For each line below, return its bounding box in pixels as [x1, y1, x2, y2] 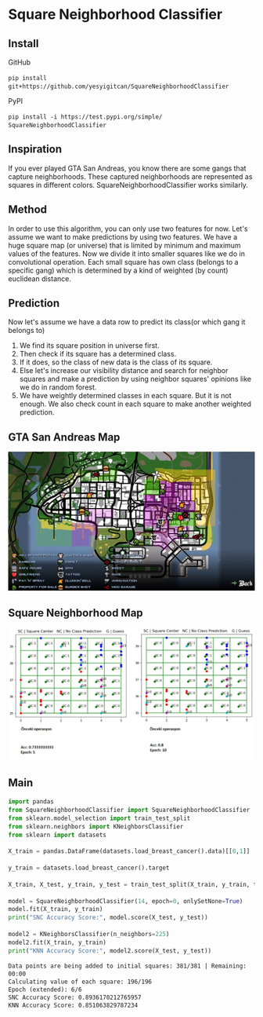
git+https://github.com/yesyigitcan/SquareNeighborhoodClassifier [8, 82, 229, 90]
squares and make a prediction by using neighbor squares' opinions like [19, 375, 252, 384]
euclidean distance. [8, 273, 72, 284]
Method [8, 203, 48, 217]
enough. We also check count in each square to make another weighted [19, 399, 252, 409]
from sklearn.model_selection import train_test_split [8, 814, 191, 822]
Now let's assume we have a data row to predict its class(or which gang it [8, 317, 246, 327]
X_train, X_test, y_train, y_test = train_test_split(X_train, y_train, [8, 880, 250, 888]
